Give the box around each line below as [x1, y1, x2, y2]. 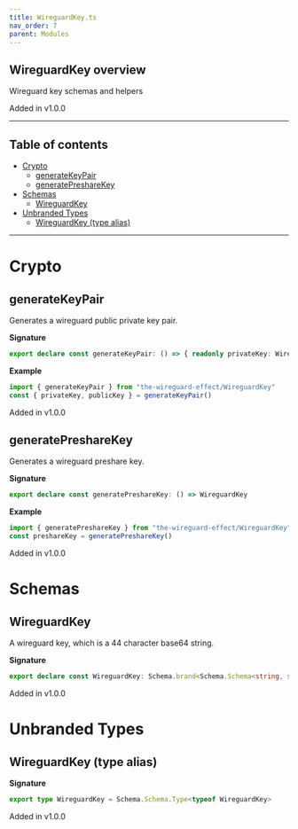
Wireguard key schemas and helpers [9, 86, 144, 97]
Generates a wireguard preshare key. [9, 456, 145, 466]
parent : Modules [9, 29, 69, 38]
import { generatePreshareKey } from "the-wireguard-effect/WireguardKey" [9, 524, 292, 533]
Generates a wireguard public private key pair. [9, 316, 178, 325]
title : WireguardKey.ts [9, 12, 98, 22]
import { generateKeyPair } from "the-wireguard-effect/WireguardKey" [9, 382, 276, 391]
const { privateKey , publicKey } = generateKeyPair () [9, 391, 213, 400]
